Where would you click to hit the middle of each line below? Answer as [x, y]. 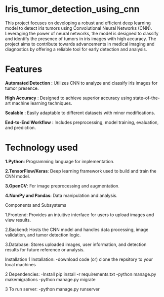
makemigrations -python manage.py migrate [50, 279]
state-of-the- [146, 98]
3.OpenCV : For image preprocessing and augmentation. [62, 186]
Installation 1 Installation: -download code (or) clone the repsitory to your [79, 259]
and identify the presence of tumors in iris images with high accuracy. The [81, 39]
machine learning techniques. [42, 103]
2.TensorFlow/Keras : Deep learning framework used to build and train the [81, 171]
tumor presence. [22, 88]
